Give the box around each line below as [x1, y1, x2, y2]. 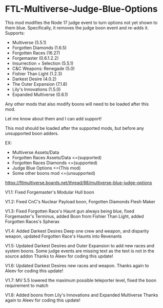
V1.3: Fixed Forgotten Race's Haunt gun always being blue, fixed [5, 208, 134, 214]
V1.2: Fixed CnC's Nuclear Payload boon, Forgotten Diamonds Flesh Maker [5, 198, 156, 204]
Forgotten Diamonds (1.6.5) [12, 45, 67, 50]
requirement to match [5, 283, 49, 288]
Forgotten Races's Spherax [5, 218, 60, 224]
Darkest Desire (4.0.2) [12, 76, 57, 82]
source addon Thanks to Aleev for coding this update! [5, 253, 113, 259]
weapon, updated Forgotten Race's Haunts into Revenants [5, 233, 122, 239]
